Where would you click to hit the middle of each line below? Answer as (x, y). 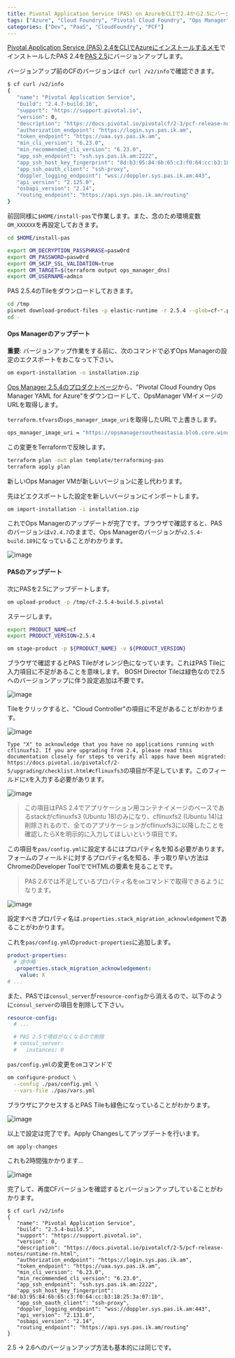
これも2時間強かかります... (45, 1160)
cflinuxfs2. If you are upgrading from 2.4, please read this (100, 751)
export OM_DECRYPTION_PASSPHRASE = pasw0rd (69, 250)
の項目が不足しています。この (165, 770)
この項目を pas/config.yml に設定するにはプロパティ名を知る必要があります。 (117, 849)
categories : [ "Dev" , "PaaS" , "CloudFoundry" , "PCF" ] (86, 27)
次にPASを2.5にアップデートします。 (60, 588)
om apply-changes (33, 1146)
